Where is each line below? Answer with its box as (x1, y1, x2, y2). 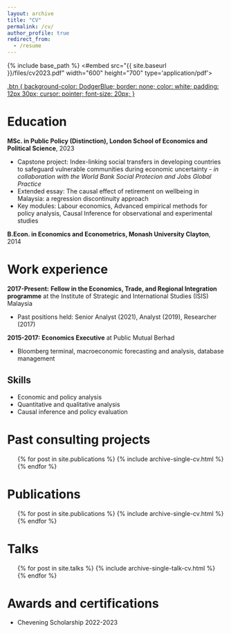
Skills (7, 374, 31, 386)
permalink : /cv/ (7, 23, 54, 30)
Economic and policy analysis (17, 392, 102, 401)
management (17, 354, 55, 363)
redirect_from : (7, 36, 51, 43)
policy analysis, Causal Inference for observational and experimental (17, 209, 213, 217)
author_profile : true (7, 29, 70, 37)
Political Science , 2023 (7, 144, 75, 153)
